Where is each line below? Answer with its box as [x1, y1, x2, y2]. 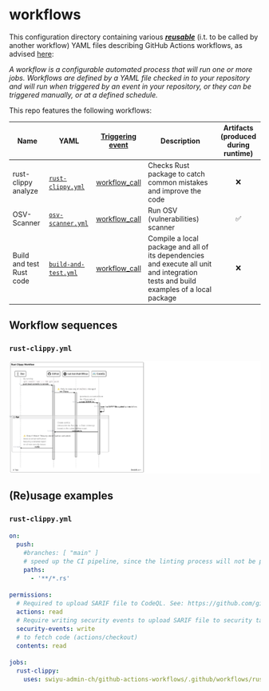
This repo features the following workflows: [9, 106, 152, 115]
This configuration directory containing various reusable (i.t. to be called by [9, 32, 259, 42]
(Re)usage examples [9, 489, 114, 502]
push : [16, 541, 35, 549]
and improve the [148, 186, 202, 195]
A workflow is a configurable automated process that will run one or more [9, 64, 253, 74]
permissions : [9, 591, 53, 599]
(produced [220, 132, 257, 142]
